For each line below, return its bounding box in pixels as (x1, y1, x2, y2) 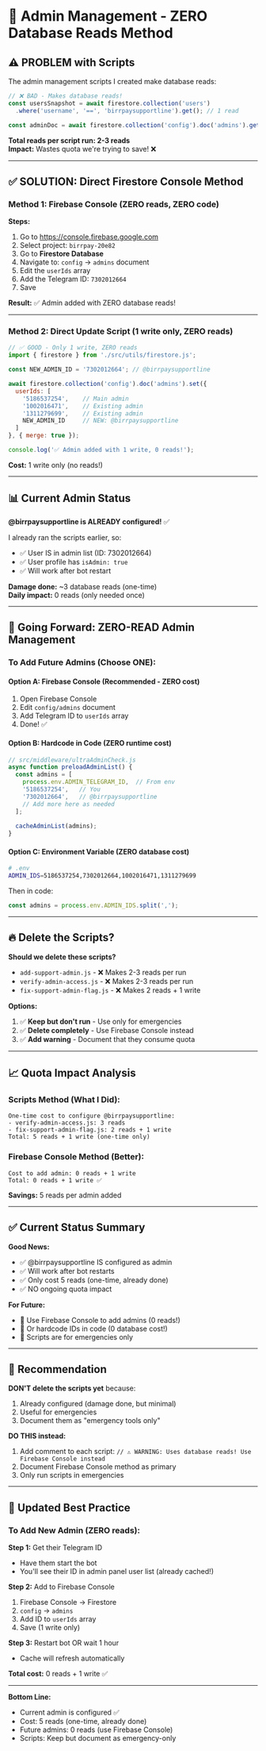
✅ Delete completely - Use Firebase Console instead (19, 1025, 194, 1035)
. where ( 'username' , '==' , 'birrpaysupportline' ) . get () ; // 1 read (15, 106, 239, 114)
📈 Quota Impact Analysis (8, 1066, 136, 1080)
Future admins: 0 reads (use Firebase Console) (19, 1725, 173, 1734)
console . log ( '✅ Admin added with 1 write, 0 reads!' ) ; (8, 446, 195, 454)
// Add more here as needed (22, 800, 115, 808)
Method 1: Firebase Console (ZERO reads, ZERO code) (8, 199, 220, 210)
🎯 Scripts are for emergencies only (19, 1332, 133, 1341)
